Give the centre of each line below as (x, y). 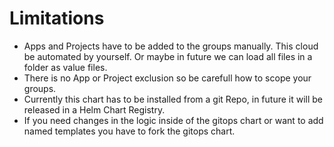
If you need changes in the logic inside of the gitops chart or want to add (173, 120)
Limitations (57, 18)
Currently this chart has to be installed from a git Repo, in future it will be (173, 99)
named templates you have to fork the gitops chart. (129, 131)
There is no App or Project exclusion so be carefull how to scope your (167, 78)
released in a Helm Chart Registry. (94, 109)
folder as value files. (65, 67)
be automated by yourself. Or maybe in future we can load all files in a (168, 56)
